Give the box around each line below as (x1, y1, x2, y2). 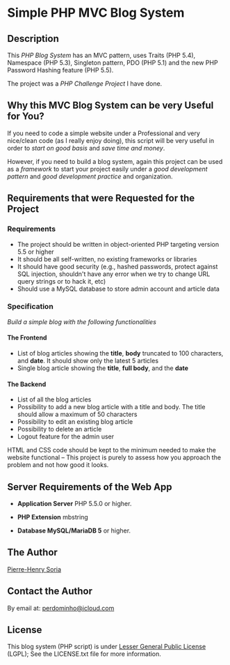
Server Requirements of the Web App (7, 481, 172, 493)
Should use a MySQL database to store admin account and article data (17, 284, 220, 293)
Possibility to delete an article (17, 425, 102, 434)
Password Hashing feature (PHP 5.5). (7, 66, 114, 74)
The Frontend (7, 333, 47, 342)
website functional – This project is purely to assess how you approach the (7, 453, 221, 461)
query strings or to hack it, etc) (17, 277, 106, 285)
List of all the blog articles (17, 395, 92, 404)
